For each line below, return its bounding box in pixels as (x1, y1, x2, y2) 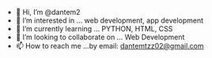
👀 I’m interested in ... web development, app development (15, 16, 204, 25)
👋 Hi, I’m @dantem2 (15, 8, 81, 16)
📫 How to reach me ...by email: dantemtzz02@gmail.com (15, 42, 204, 50)
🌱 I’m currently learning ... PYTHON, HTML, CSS (15, 24, 173, 33)
